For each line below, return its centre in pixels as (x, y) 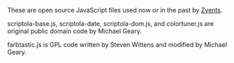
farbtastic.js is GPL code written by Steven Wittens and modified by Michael (117, 44)
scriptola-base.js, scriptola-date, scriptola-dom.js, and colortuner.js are (111, 23)
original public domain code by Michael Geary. (74, 31)
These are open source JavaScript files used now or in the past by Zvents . (115, 10)
